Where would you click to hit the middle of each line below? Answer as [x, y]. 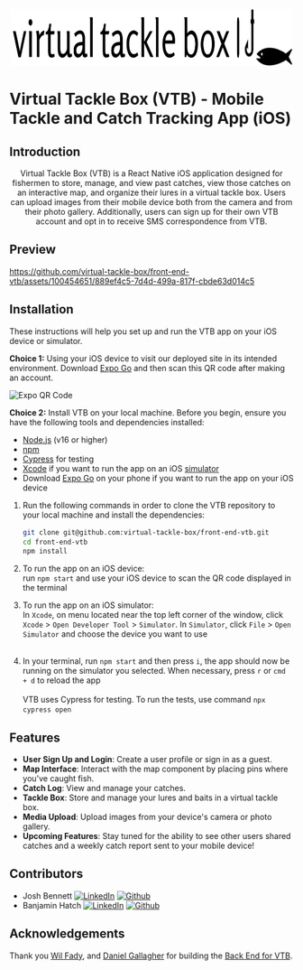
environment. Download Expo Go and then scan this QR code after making [147, 368]
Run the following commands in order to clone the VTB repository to [149, 505]
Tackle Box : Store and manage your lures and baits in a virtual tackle [150, 797]
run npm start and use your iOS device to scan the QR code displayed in [156, 578]
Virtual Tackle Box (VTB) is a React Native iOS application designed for [151, 173]
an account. [32, 378]
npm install [45, 551]
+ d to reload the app [61, 680]
